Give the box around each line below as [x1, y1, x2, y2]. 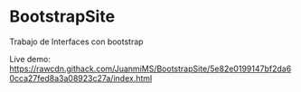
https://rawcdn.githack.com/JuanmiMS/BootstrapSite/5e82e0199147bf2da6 [9, 63, 292, 74]
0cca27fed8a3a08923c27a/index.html [9, 72, 153, 83]
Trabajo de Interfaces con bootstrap [9, 36, 144, 47]
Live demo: [9, 53, 52, 64]
